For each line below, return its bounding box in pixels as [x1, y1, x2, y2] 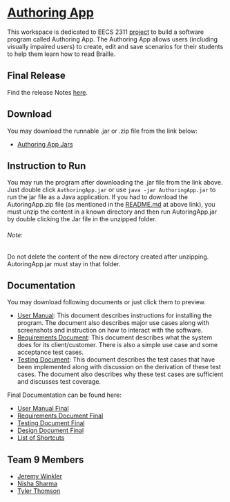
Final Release [7, 70, 66, 82]
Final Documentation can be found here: [7, 391, 122, 399]
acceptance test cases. [17, 348, 84, 357]
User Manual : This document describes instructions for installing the [17, 311, 212, 319]
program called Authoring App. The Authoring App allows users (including [7, 35, 218, 43]
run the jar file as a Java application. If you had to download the [7, 193, 189, 201]
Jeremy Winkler [17, 472, 62, 481]
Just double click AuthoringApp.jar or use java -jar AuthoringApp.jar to [7, 185, 216, 194]
